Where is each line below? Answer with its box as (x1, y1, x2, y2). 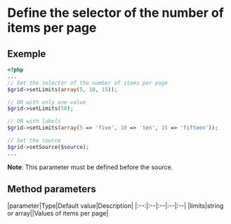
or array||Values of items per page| (7, 209, 109, 218)
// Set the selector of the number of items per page (7, 79, 169, 86)
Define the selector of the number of (7, 5, 225, 21)
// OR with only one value (7, 98, 86, 106)
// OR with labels (7, 118, 61, 125)
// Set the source (7, 137, 61, 144)
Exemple (7, 48, 46, 60)
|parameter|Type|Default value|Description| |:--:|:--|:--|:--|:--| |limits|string (7, 202, 224, 210)
